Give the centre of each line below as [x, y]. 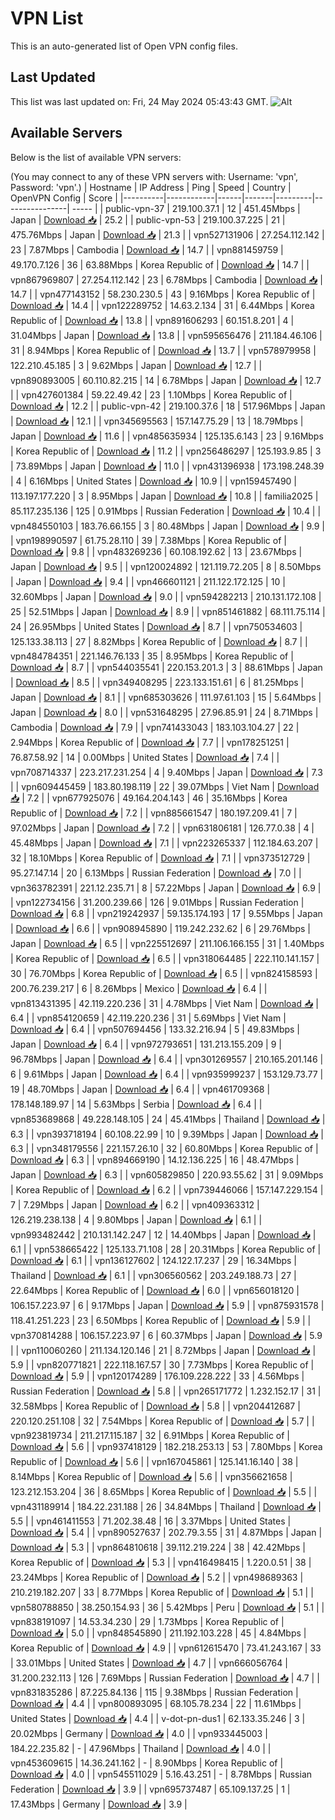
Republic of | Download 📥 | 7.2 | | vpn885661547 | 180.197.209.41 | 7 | [154, 813]
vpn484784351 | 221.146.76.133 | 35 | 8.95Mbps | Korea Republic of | [152, 656]
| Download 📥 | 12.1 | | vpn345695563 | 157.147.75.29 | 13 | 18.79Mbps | [157, 421]
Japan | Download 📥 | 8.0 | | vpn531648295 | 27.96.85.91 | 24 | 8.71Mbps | [164, 712]
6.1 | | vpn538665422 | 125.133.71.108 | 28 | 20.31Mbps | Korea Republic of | [166, 1249]
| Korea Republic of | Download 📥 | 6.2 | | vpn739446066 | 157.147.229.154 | [167, 1189]
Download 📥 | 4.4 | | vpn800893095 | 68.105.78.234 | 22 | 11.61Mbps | [156, 1703]
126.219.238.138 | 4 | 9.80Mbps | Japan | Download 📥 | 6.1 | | [136, 1219]
